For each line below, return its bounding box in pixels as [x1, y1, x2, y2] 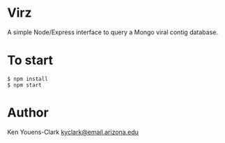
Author [7, 105, 49, 121]
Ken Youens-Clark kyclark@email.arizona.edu [7, 128, 139, 136]
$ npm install [7, 75, 49, 82]
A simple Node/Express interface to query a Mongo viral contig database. [7, 28, 218, 36]
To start [7, 52, 54, 68]
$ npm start [7, 82, 42, 89]
